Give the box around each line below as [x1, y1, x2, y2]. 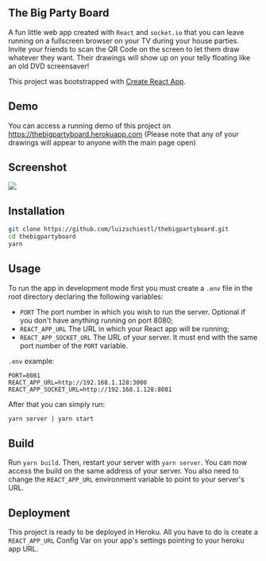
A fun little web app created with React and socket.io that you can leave [8, 27, 245, 37]
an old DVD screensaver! [8, 61, 90, 71]
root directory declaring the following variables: [8, 292, 164, 301]
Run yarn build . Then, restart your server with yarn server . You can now [8, 458, 248, 467]
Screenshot [8, 161, 67, 174]
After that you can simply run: [8, 399, 106, 408]
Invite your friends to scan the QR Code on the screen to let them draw [8, 44, 240, 54]
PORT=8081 [8, 371, 41, 380]
